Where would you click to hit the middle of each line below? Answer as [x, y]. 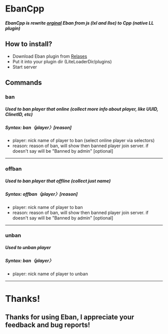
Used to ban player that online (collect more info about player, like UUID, [82, 109]
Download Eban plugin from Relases [50, 56]
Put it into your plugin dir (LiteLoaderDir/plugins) [62, 61]
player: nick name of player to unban [50, 274]
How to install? [29, 44]
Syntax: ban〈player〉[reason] [38, 127]
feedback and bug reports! [48, 325]
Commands [24, 83]
